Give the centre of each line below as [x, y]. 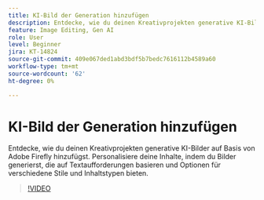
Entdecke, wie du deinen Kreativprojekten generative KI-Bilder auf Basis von [132, 148]
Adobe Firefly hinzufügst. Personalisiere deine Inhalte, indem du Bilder [122, 157]
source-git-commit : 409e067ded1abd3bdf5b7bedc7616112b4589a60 [112, 60]
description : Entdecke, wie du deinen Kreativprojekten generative [121, 23]
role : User [26, 37]
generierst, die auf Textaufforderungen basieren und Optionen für [115, 165]
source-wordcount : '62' [47, 74]
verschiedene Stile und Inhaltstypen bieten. [79, 173]
